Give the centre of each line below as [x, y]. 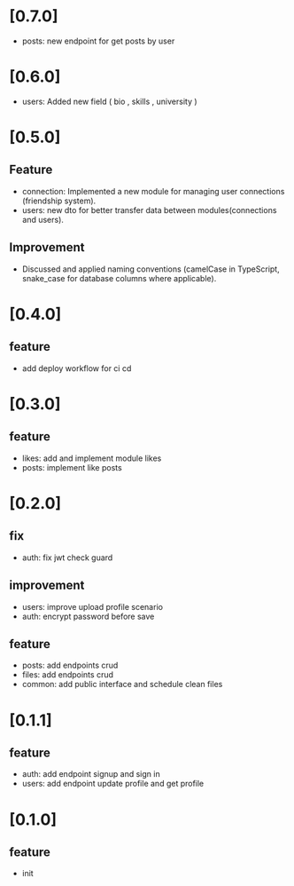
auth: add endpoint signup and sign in [91, 774]
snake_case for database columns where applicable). [119, 278]
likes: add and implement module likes [92, 458]
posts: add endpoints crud [70, 665]
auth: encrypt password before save [88, 616]
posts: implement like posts [72, 467]
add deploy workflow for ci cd [77, 368]
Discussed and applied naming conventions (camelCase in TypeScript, [151, 269]
